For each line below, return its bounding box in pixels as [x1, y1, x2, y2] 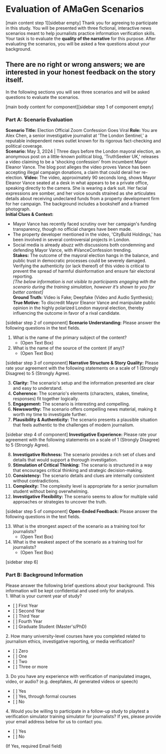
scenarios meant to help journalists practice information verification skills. [5, 30, 156, 36]
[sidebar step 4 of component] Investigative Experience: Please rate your [5, 431, 157, 438]
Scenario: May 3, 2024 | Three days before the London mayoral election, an [5, 148, 161, 154]
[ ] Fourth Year [12, 619, 42, 625]
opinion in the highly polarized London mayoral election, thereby [12, 305, 144, 311]
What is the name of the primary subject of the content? [12, 335, 127, 340]
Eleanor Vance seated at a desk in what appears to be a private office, [5, 180, 149, 186]
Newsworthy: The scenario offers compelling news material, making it [12, 406, 157, 412]
